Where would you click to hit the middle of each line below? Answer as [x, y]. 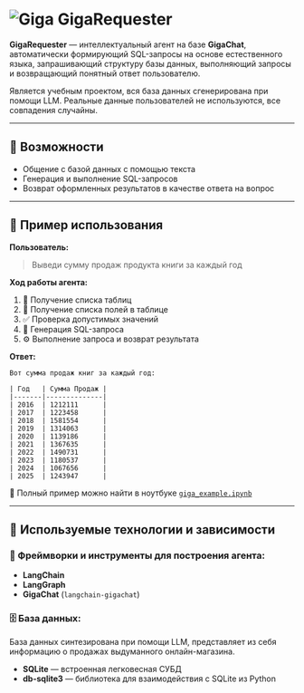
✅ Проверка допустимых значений [90, 319]
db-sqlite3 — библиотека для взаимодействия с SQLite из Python [149, 679]
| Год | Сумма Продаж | [58, 389]
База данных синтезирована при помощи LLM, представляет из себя [143, 641]
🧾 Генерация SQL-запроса [73, 329]
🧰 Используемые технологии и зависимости [142, 529]
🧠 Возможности [57, 147]
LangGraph [44, 585]
